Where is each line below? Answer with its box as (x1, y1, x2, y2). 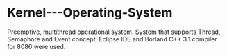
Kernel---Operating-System (7, 5, 173, 21)
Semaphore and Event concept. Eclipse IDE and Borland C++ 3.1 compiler (7, 35, 217, 43)
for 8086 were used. (7, 42, 66, 50)
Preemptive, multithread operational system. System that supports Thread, (7, 28, 221, 36)
